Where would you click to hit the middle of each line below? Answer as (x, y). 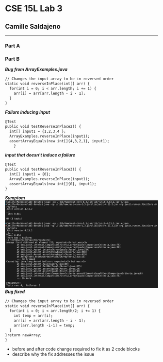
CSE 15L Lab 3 (34, 9)
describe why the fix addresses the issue (53, 354)
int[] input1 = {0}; (30, 174)
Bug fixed (15, 292)
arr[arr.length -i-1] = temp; (44, 326)
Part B (12, 59)
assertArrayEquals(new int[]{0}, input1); (53, 184)
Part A (13, 46)
